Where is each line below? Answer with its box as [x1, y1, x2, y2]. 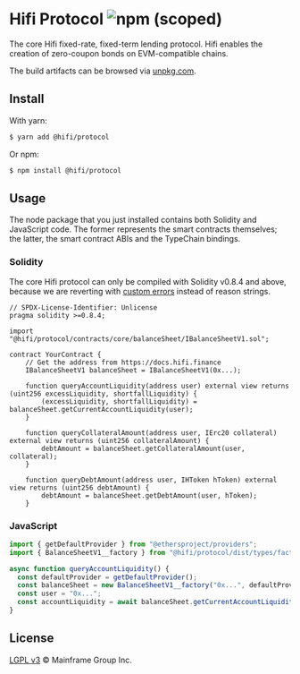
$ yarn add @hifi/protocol [9, 132, 110, 141]
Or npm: [9, 149, 40, 159]
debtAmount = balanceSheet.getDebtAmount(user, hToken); [41, 491, 257, 500]
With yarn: [9, 115, 47, 125]
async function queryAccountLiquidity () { [9, 564, 170, 573]
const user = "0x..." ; [17, 589, 102, 599]
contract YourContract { [9, 350, 102, 359]
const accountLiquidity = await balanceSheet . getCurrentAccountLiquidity [17, 598, 297, 607]
